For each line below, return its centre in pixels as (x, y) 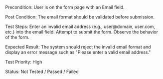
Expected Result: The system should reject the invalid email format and (78, 47)
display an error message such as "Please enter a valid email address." (78, 52)
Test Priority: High (24, 62)
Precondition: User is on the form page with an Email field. (65, 7)
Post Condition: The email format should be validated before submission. (80, 17)
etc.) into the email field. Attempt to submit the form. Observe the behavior (82, 32)
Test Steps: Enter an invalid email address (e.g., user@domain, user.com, (80, 26)
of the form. (17, 37)
